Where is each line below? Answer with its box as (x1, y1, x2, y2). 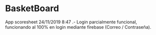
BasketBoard (5, 3, 59, 14)
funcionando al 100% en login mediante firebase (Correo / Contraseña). (5, 24, 152, 30)
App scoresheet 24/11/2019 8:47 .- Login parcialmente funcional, (5, 19, 137, 25)
